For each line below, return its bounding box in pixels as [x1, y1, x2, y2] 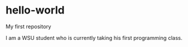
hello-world [5, 4, 65, 17]
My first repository [5, 23, 51, 30]
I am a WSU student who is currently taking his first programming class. [5, 34, 183, 41]
